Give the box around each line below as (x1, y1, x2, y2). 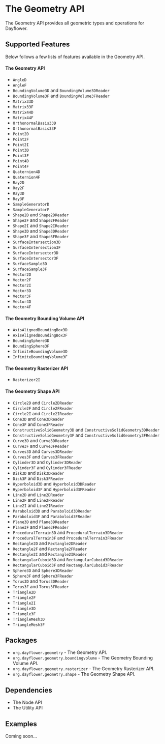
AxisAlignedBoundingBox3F (12, 333, 68, 338)
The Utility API (12, 705, 43, 711)
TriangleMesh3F (12, 622, 45, 627)
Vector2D (12, 272, 31, 277)
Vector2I (12, 283, 31, 288)
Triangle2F (12, 595, 36, 600)
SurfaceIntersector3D (12, 250, 58, 255)
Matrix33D (12, 99, 34, 104)
